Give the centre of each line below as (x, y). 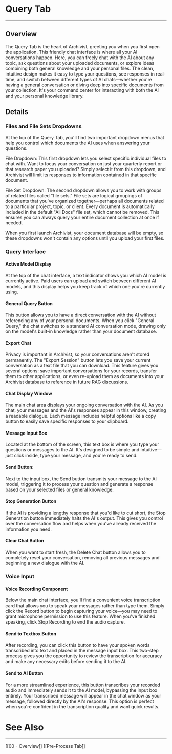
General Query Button (29, 304)
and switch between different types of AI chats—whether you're (85, 79)
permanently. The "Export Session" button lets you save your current (78, 360)
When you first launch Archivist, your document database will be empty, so (84, 233)
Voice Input (20, 576)
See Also (25, 727)
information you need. (29, 529)
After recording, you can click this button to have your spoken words (78, 645)
